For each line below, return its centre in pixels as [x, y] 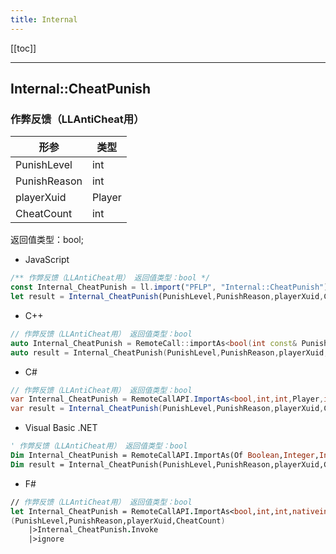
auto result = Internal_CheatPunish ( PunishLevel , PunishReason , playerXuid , [169, 352]
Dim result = [37, 464]
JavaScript [47, 260]
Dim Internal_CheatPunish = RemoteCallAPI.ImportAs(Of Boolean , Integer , [165, 456]
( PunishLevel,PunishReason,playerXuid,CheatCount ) [118, 521]
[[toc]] [23, 48]
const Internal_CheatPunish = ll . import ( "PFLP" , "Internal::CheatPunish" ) [169, 287]
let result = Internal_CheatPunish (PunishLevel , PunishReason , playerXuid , [167, 297]
